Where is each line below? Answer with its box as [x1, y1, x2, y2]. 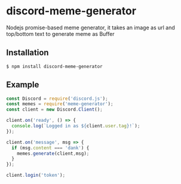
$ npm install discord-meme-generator [6, 63, 103, 69]
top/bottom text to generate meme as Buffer [6, 30, 115, 37]
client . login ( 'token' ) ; [6, 172, 66, 179]
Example [6, 79, 39, 90]
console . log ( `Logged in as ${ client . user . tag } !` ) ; [11, 123, 140, 129]
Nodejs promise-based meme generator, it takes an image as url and [6, 24, 175, 31]
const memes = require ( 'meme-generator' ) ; [6, 101, 113, 107]
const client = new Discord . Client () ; [6, 106, 103, 113]
